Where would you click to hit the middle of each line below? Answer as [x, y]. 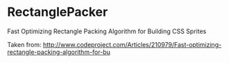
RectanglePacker [58, 12]
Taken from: [24, 44]
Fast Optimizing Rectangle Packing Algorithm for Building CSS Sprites [107, 31]
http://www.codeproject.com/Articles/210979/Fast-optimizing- [132, 44]
